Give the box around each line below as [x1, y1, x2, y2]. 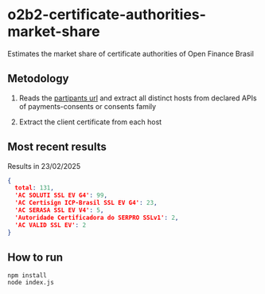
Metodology [7, 72, 69, 85]
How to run [7, 250, 64, 264]
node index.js [7, 279, 55, 287]
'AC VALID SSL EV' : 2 [14, 221, 87, 229]
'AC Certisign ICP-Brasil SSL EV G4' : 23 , [14, 199, 158, 207]
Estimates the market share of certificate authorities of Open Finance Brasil [7, 49, 254, 58]
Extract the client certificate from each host [18, 117, 162, 127]
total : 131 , [14, 184, 55, 192]
